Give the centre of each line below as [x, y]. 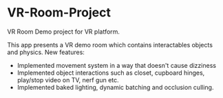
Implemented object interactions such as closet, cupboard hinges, [111, 73]
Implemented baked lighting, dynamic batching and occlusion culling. [115, 87]
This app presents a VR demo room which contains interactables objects [110, 45]
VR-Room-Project [59, 13]
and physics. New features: [46, 52]
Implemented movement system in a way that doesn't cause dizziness [117, 65]
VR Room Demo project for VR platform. [64, 32]
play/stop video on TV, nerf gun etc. [68, 79]
